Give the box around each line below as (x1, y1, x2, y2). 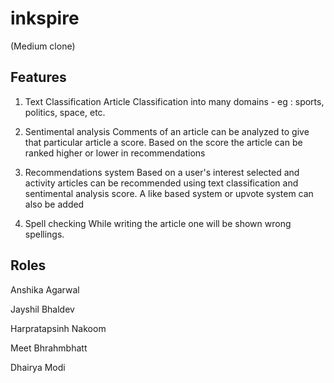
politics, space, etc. (24, 106, 106, 118)
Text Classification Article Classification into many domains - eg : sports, (24, 95, 325, 107)
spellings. (24, 228, 65, 240)
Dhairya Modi (10, 361, 66, 373)
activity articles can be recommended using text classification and (24, 177, 299, 189)
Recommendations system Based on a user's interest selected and (24, 166, 300, 178)
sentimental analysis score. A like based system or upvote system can (24, 187, 314, 199)
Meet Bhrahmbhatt (10, 342, 88, 354)
